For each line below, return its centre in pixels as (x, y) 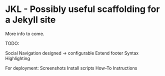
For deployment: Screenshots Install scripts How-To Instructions (71, 68)
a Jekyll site (30, 20)
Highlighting (18, 58)
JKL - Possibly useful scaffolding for (82, 9)
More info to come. (25, 33)
